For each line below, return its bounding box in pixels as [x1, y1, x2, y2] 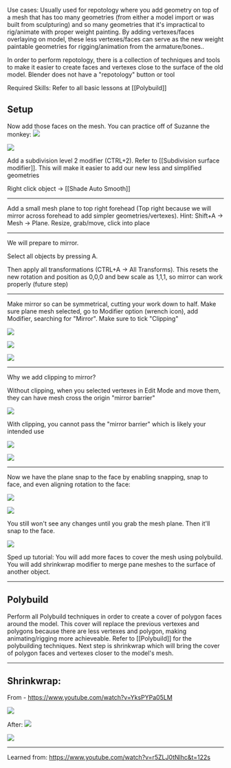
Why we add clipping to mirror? [7, 373, 96, 381]
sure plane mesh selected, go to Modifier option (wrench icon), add [7, 307, 198, 315]
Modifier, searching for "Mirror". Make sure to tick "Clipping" [7, 314, 179, 322]
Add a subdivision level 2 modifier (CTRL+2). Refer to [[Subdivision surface [7, 156, 220, 165]
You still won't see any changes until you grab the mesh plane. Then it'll [7, 519, 210, 528]
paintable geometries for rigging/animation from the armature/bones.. [7, 43, 205, 50]
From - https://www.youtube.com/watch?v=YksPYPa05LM [7, 694, 173, 702]
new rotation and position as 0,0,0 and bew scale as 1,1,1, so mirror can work [7, 272, 223, 281]
